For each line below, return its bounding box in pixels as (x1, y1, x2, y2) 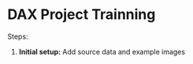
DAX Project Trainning (7, 6, 156, 24)
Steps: (7, 32, 28, 41)
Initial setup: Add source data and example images (18, 47, 186, 56)
